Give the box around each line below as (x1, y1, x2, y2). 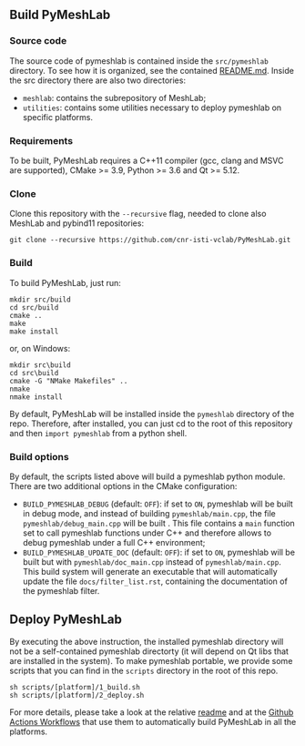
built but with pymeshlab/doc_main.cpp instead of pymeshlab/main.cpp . (22, 556, 282, 567)
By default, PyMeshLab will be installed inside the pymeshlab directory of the (9, 408, 295, 419)
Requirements (9, 134, 74, 147)
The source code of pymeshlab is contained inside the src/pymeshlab (9, 55, 269, 66)
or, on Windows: (9, 342, 71, 353)
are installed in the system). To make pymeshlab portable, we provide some (9, 655, 293, 666)
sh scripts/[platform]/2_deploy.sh (9, 690, 145, 700)
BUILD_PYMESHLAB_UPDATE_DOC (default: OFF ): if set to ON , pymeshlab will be (22, 547, 296, 557)
